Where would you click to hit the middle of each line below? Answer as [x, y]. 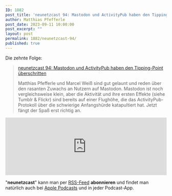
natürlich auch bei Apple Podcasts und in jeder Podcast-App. [70, 188]
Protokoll [27, 105]
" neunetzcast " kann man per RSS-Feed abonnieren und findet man [77, 182]
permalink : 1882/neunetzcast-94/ [41, 39]
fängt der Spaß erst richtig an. [50, 110]
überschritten [32, 73]
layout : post [19, 34]
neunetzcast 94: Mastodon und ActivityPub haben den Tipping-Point [90, 68]
